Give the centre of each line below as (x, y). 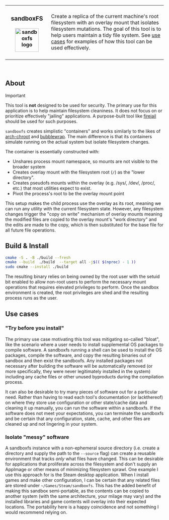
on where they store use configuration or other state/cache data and (76, 402)
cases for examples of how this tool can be (102, 41)
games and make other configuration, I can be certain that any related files (82, 480)
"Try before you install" (35, 328)
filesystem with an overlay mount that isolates (105, 23)
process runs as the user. (31, 298)
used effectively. (71, 48)
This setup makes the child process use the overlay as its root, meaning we (83, 203)
